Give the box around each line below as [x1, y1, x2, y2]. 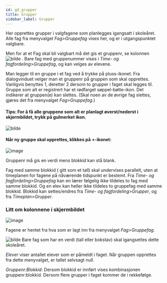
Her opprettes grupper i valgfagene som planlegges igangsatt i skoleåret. [5, 30, 156, 36]
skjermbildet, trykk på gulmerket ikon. [5, 114, 86, 120]
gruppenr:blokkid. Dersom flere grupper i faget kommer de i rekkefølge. [5, 272, 153, 278]
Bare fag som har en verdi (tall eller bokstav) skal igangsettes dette [22, 237, 159, 243]
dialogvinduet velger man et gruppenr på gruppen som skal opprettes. [5, 76, 150, 82]
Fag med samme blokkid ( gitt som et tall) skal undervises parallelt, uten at [5, 167, 158, 173]
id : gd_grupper [5, 7, 37, 12]
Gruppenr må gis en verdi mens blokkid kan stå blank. [5, 157, 116, 163]
